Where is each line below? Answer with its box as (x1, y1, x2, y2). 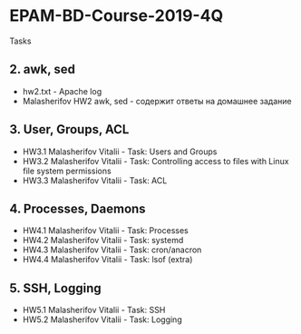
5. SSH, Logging (9, 280, 102, 296)
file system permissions (22, 165, 112, 176)
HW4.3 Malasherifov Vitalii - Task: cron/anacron (22, 244, 202, 255)
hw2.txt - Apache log (22, 85, 102, 96)
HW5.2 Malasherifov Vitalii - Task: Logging (22, 314, 183, 325)
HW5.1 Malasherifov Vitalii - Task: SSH (22, 305, 166, 316)
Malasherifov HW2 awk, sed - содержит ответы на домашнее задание (22, 95, 292, 106)
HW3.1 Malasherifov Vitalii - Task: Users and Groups (22, 146, 218, 157)
